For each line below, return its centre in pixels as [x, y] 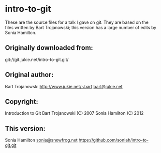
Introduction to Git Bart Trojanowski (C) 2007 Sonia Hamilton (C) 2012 [74, 113]
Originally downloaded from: [49, 48]
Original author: [29, 75]
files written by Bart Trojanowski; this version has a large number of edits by [81, 27]
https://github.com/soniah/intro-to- [114, 140]
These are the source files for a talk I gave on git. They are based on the [77, 22]
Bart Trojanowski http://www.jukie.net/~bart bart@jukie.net [64, 86]
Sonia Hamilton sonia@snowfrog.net [41, 140]
